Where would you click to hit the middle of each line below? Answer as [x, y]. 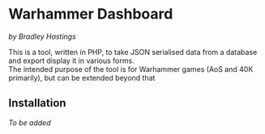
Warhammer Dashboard [91, 14]
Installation [37, 103]
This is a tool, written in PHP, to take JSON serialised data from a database [133, 52]
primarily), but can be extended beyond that [82, 77]
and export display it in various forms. [72, 61]
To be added [30, 123]
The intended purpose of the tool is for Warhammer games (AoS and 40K [131, 69]
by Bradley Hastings [43, 36]
